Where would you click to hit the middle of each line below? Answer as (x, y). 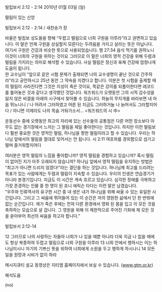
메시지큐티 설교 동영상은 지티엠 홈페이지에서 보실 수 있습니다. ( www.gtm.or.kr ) (79, 265)
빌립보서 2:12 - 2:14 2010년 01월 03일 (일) (45, 7)
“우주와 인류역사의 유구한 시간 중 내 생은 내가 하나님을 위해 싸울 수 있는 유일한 (78, 192)
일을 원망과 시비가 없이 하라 (31, 255)
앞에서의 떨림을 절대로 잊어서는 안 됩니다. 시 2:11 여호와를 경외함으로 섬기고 (85, 139)
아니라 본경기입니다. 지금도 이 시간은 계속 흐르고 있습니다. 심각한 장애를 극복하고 (81, 180)
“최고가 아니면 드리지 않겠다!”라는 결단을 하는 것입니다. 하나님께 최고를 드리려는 (80, 168)
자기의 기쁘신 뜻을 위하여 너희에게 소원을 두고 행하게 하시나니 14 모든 (90, 249)
